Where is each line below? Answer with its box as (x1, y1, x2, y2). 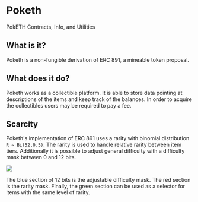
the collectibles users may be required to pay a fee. (6, 102, 132, 109)
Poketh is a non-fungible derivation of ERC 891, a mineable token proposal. (6, 56, 190, 63)
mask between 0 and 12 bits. (6, 154, 76, 161)
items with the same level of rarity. (6, 189, 90, 196)
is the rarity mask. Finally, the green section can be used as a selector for (6, 182, 186, 190)
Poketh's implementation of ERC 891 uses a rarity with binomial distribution (6, 135, 190, 142)
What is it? (6, 40, 46, 50)
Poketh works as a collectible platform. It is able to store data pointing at (6, 89, 183, 96)
